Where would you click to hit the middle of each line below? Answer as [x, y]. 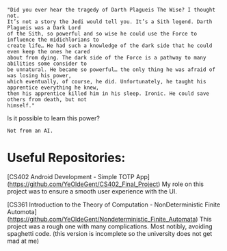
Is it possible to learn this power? [54, 118]
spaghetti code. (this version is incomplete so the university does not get [110, 233]
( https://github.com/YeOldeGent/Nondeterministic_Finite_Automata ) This [109, 219]
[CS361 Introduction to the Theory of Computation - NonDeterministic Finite [114, 204]
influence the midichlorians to [53, 40]
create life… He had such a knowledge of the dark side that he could [110, 46]
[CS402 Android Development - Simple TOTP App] [79, 176]
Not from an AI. [30, 131]
